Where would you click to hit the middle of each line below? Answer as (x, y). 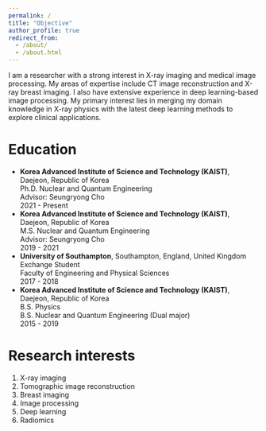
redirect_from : (33, 38)
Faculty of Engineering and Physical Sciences (94, 273)
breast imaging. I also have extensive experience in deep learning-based (139, 92)
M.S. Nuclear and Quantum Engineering (85, 231)
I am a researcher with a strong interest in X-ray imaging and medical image (132, 75)
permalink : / (30, 16)
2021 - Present (44, 205)
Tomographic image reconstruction (77, 386)
